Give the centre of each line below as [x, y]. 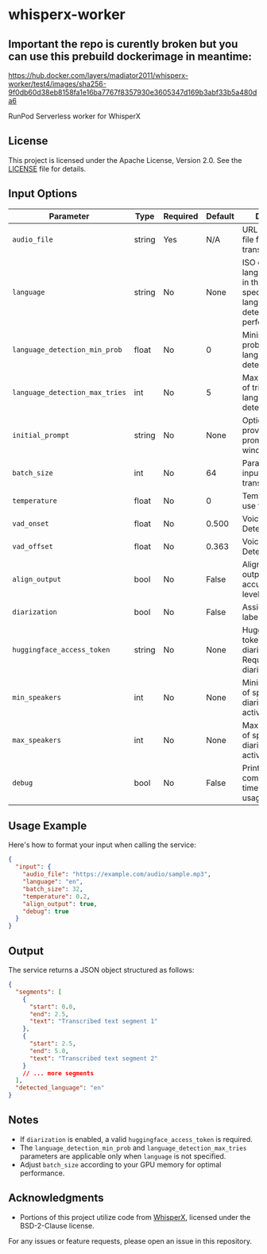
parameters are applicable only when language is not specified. [123, 1156]
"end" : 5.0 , [49, 1051]
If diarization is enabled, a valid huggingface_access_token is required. [136, 1139]
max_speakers [37, 740]
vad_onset [31, 523]
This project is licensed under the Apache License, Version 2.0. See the [125, 160]
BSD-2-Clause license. [57, 1225]
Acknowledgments [56, 1198]
